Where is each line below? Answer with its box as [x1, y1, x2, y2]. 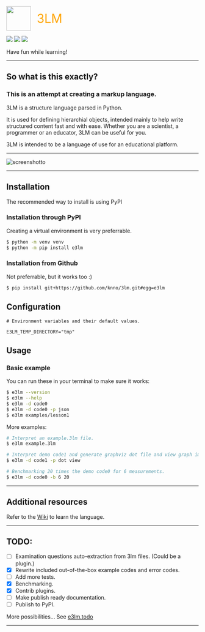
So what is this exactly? [6, 72, 98, 82]
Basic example [6, 363, 51, 372]
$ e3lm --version [6, 389, 51, 396]
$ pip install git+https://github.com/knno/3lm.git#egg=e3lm [6, 284, 165, 291]
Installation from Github [6, 259, 78, 267]
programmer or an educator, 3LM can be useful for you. [6, 128, 146, 136]
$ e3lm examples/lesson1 [6, 412, 70, 418]
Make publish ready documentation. [15, 593, 106, 601]
